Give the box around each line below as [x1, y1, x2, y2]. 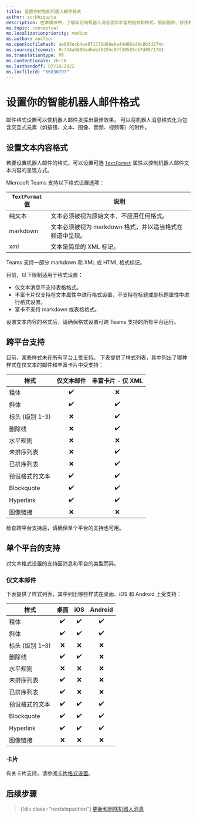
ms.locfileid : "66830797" [6, 69, 69, 75]
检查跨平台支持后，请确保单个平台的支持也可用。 [6, 524, 124, 531]
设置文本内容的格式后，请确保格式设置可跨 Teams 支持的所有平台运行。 [6, 319, 179, 325]
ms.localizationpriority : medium [6, 31, 88, 36]
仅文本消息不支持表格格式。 [14, 284, 82, 291]
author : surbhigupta [6, 14, 57, 20]
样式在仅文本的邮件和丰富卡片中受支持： [6, 361, 104, 368]
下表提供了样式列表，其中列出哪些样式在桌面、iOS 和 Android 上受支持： [6, 590, 182, 597]
